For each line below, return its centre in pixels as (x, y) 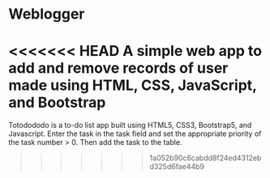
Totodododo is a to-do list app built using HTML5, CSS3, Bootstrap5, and (130, 125)
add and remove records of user (118, 68)
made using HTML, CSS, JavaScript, (133, 85)
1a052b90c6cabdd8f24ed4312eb (206, 158)
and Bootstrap (57, 103)
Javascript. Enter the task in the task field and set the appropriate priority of (135, 133)
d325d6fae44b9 (177, 167)
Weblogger (47, 14)
